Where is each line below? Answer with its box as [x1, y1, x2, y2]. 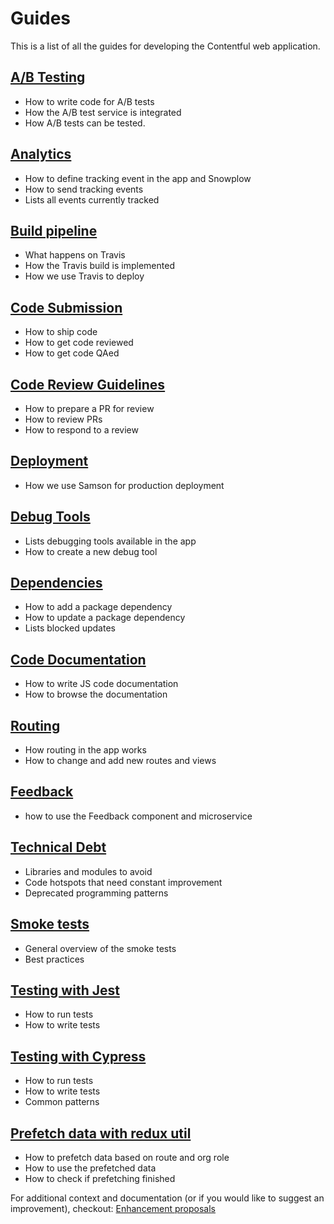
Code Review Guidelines [10, 376, 166, 393]
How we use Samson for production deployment [24, 479, 225, 491]
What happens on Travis [24, 249, 126, 261]
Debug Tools [10, 508, 91, 526]
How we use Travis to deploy [24, 270, 145, 282]
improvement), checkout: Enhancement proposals [10, 1202, 217, 1214]
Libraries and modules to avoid [24, 865, 153, 877]
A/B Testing [10, 69, 86, 86]
